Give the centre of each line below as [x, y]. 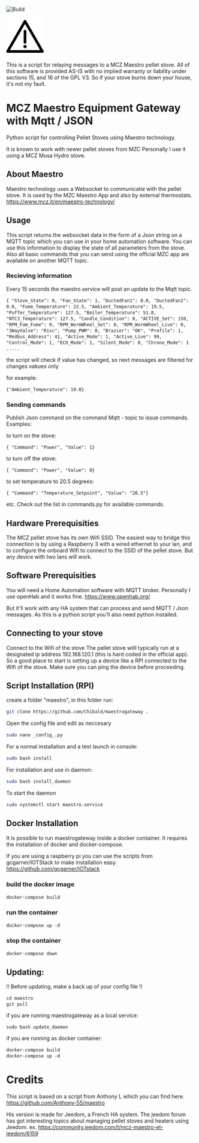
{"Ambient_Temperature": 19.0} [45, 389]
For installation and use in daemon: [49, 770]
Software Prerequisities [51, 576]
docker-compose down [32, 954]
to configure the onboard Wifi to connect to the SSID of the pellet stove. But [100, 550]
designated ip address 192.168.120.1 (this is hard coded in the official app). [97, 654]
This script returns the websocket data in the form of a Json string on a [94, 235]
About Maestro [35, 174]
